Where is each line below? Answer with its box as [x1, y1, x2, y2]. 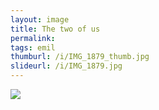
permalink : [10, 33, 56, 43]
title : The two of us [10, 24, 101, 34]
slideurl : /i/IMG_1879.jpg [10, 61, 123, 71]
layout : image [10, 14, 70, 25]
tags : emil [10, 42, 56, 53]
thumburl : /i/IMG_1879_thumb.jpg [10, 52, 150, 62]
